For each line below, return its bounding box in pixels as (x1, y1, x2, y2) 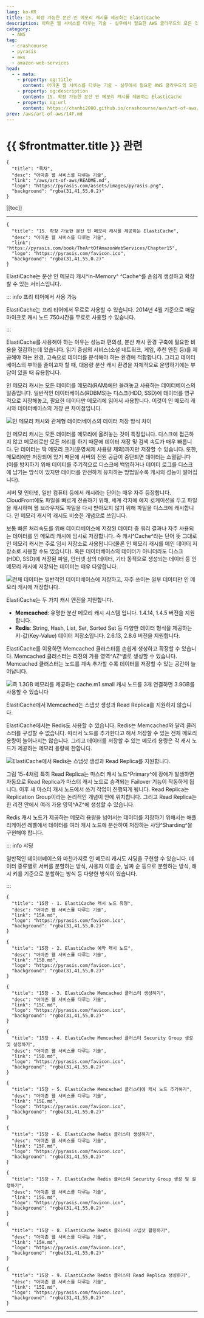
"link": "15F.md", (12, 1143, 59, 1149)
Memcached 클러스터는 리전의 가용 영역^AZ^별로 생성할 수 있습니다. (14, 652, 177, 660)
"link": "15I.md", (12, 1285, 59, 1291)
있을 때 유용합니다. (17, 369, 62, 376)
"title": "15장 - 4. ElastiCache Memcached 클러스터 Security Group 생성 (12, 1035, 193, 1041)
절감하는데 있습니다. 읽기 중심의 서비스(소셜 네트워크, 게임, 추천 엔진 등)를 (17, 346, 191, 354)
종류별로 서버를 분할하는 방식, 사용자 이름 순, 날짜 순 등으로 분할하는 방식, (17, 862, 191, 870)
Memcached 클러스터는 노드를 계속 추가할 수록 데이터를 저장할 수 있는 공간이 (6, 660, 190, 668)
